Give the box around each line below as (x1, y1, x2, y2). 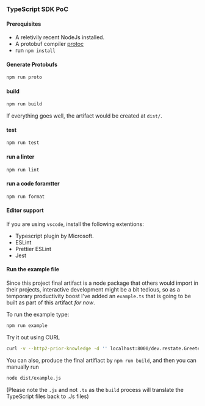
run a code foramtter (6, 180, 60, 187)
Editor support (6, 207, 44, 214)
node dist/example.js (6, 375, 62, 381)
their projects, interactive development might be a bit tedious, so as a (6, 285, 181, 293)
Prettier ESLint (15, 245, 52, 252)
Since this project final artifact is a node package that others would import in (6, 279, 199, 287)
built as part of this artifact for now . (6, 299, 96, 306)
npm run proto (6, 74, 43, 81)
